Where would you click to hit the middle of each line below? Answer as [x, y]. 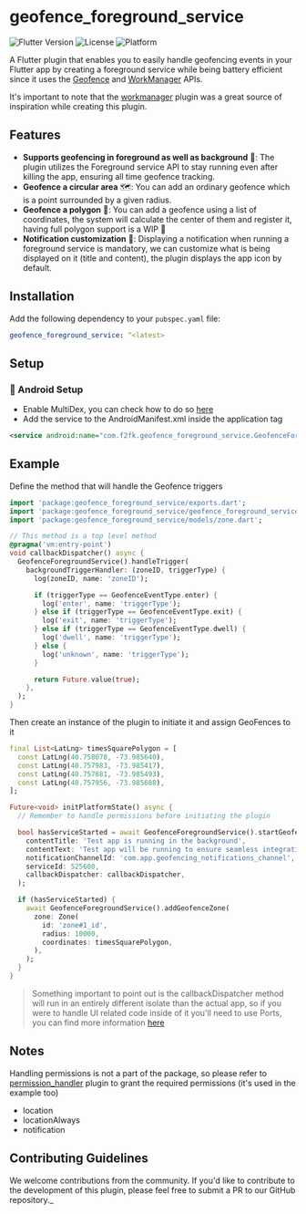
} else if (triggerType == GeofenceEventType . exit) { [138, 612]
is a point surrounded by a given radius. [97, 200]
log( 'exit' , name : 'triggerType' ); [110, 621]
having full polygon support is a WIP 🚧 [94, 229]
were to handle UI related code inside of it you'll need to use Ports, [157, 1012]
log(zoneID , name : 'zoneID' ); [91, 578]
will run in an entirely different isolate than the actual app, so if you [157, 1003]
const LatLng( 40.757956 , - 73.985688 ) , [92, 783]
